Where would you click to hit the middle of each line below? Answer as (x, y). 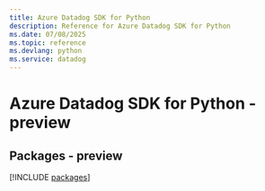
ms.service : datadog (48, 59)
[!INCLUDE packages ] (50, 177)
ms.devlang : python (46, 51)
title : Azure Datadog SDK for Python (80, 17)
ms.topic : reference (48, 43)
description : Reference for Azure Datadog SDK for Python (120, 26)
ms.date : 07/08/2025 (48, 34)
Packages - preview (66, 156)
